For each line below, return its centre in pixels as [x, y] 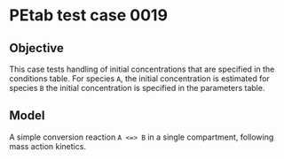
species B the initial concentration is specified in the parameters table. [137, 88]
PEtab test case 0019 [89, 15]
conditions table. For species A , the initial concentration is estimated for [140, 79]
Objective [37, 48]
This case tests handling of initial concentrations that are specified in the [142, 69]
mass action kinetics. [48, 146]
